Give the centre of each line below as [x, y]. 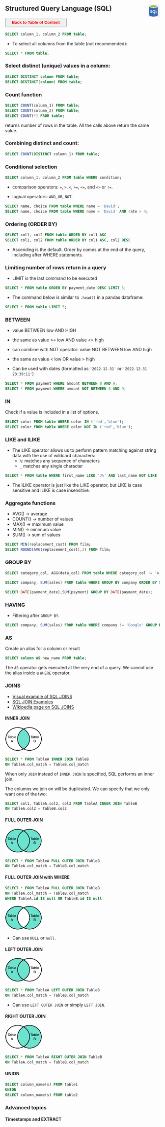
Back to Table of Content [36, 22]
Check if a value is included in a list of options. [52, 412]
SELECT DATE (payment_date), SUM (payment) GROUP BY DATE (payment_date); [79, 592]
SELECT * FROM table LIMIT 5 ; [36, 307]
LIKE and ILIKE [23, 439]
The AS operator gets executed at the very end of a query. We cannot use [79, 668]
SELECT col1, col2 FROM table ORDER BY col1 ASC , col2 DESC [68, 240]
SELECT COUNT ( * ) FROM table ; [35, 116]
